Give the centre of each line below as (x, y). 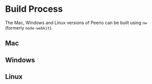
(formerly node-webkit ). (29, 28)
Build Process (34, 9)
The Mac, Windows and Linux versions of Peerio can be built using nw (76, 23)
